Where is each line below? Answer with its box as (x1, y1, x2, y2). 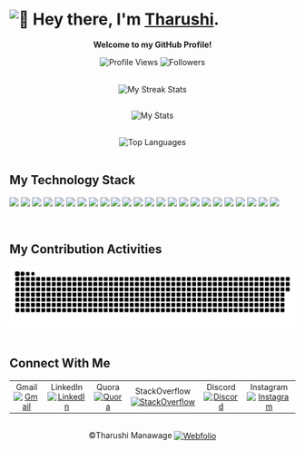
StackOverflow (134, 386, 191, 396)
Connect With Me (9, 356, 111, 371)
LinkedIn (51, 381, 84, 392)
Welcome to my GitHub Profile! (93, 39, 212, 50)
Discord (206, 381, 236, 392)
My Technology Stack (9, 172, 136, 188)
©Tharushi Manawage (88, 429, 172, 440)
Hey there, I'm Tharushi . (33, 9, 220, 30)
